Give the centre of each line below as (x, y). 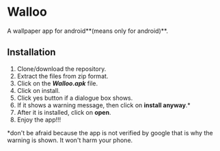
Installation (31, 52)
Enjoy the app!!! (39, 120)
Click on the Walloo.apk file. (57, 83)
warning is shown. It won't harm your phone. (70, 140)
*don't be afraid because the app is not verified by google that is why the (110, 133)
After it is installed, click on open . (64, 112)
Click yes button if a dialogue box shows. (75, 98)
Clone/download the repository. (61, 68)
